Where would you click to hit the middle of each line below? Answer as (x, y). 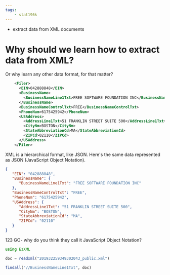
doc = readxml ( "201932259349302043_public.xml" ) (57, 258)
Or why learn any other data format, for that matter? (59, 74)
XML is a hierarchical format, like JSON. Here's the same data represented (83, 154)
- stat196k (26, 15)
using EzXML (18, 249)
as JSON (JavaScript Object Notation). (46, 160)
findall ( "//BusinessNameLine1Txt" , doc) (49, 267)
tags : (11, 10)
